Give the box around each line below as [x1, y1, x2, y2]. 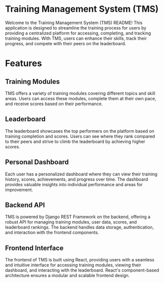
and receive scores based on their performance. [5, 101, 103, 107]
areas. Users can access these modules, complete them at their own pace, [5, 95, 156, 101]
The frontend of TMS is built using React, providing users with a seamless [5, 257, 155, 263]
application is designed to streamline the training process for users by [5, 25, 146, 30]
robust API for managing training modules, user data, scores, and [5, 219, 137, 225]
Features [5, 58, 42, 69]
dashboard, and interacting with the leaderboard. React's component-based [5, 267, 160, 273]
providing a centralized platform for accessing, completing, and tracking [5, 30, 151, 36]
